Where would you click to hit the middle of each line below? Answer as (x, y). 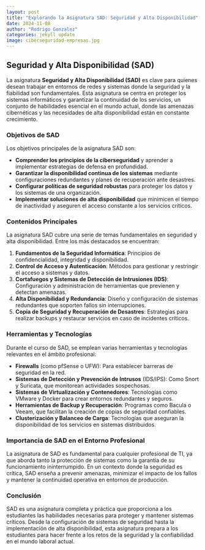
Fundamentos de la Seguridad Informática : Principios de (88, 253)
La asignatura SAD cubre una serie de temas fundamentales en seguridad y (102, 235)
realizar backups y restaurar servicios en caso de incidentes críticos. (102, 318)
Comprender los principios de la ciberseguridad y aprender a (94, 160)
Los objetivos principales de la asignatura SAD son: (71, 148)
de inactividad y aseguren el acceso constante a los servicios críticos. (104, 206)
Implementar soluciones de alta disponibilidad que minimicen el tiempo (107, 199)
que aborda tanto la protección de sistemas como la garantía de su (91, 460)
